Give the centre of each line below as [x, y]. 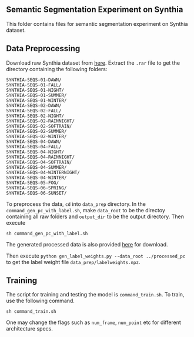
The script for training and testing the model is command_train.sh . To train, [95, 295]
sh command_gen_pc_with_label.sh [47, 233]
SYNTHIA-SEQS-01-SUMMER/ [36, 95]
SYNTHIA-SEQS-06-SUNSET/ [36, 193]
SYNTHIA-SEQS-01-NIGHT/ [35, 90]
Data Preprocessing [43, 49]
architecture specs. [29, 329]
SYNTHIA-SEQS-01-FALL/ [34, 85]
